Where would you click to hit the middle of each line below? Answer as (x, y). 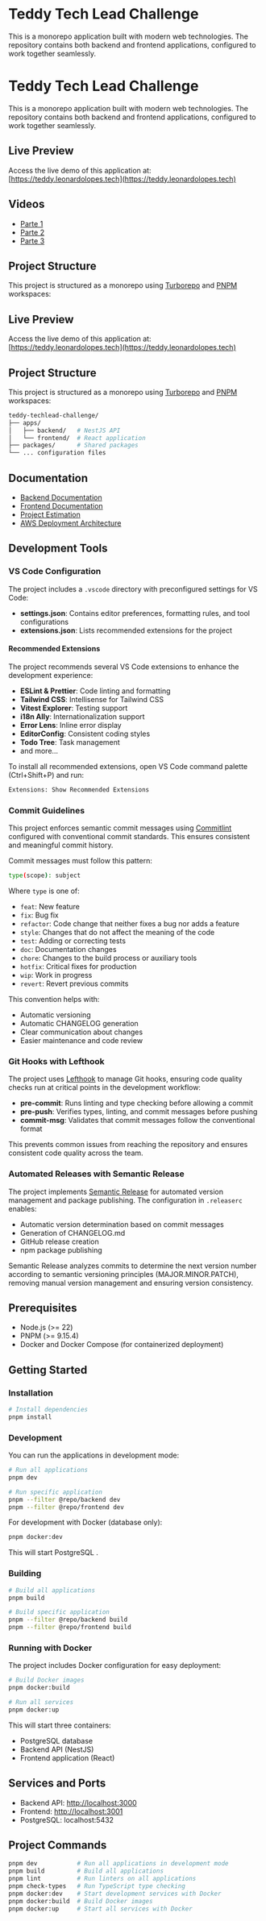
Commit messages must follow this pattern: (81, 861)
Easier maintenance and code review (81, 1040)
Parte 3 (32, 241)
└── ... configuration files (57, 453)
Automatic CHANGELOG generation (79, 1023)
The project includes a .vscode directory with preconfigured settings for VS (133, 588)
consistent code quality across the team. (76, 1153)
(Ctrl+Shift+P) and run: (46, 775)
